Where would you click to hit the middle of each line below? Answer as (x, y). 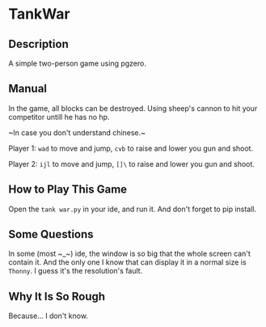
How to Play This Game (68, 190)
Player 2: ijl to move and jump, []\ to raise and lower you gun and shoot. (131, 163)
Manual (27, 89)
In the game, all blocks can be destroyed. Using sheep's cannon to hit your (133, 108)
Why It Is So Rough (57, 296)
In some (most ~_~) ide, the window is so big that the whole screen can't (129, 254)
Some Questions (51, 234)
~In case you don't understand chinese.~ (77, 132)
